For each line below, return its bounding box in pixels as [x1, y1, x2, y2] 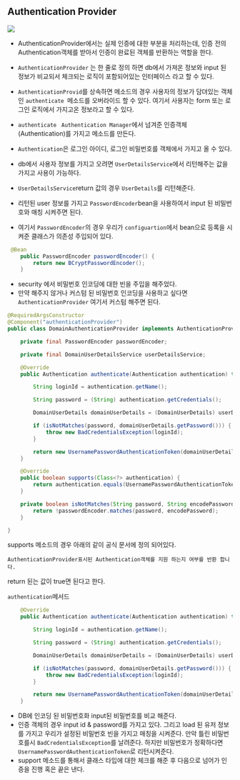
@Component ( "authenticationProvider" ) [7, 319, 123, 326]
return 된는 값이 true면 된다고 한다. [7, 577, 106, 586]
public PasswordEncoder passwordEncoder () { [20, 253, 155, 260]
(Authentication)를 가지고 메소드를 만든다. [17, 129, 136, 138]
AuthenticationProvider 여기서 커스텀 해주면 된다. [17, 298, 161, 306]
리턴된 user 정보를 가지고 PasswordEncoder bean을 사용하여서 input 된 [17, 199, 214, 207]
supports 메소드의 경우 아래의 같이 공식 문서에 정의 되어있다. [7, 541, 176, 549]
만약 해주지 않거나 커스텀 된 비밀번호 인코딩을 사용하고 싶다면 [17, 289, 188, 297]
